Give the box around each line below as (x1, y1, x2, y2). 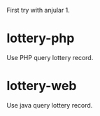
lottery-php (6, 31, 75, 46)
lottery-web (6, 78, 77, 94)
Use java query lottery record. (6, 101, 93, 109)
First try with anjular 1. (6, 6, 71, 14)
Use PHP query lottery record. (6, 53, 94, 61)
